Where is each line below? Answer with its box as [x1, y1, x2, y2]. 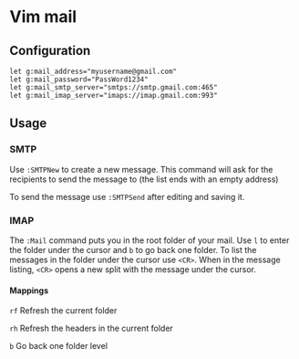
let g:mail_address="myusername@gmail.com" [9, 67, 178, 76]
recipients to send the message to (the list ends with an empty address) [9, 174, 279, 185]
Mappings [9, 285, 49, 296]
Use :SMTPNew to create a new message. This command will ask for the [9, 164, 273, 174]
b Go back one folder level [9, 341, 108, 352]
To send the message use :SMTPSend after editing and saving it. [9, 191, 245, 202]
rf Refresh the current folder [9, 305, 118, 316]
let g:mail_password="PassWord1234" [9, 75, 149, 84]
